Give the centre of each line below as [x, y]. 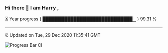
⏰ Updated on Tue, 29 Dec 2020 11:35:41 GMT [53, 35]
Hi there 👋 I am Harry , [32, 8]
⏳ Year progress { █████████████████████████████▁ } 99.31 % [81, 19]
